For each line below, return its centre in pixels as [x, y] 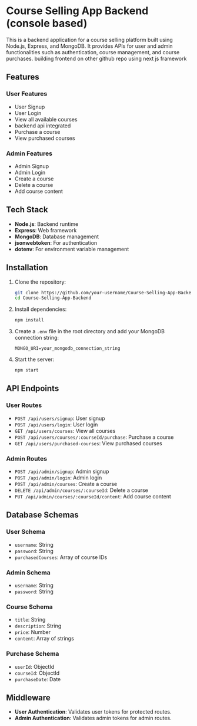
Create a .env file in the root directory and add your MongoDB [90, 331]
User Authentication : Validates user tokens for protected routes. [93, 712]
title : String [30, 620]
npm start [27, 370]
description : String [38, 626]
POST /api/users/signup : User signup [60, 418]
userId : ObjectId [34, 666]
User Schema [26, 532]
